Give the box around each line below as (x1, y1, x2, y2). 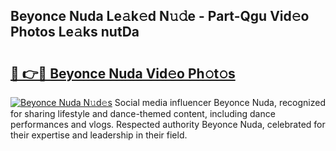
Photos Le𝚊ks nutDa (10, 24, 140, 41)
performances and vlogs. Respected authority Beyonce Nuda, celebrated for (10, 119, 326, 130)
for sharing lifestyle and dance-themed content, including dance (10, 108, 276, 119)
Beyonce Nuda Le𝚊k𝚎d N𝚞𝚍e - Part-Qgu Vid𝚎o (10, 8, 310, 25)
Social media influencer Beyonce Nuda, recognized (114, 97, 326, 108)
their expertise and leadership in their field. (10, 129, 188, 141)
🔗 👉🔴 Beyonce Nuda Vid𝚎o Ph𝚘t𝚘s (10, 65, 236, 82)
